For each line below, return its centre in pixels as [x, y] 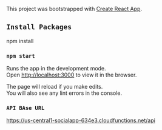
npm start [21, 56]
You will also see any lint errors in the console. [64, 93]
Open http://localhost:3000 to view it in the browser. [72, 75]
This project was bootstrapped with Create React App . [74, 9]
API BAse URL [25, 108]
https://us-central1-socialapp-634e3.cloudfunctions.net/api [81, 120]
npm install [20, 41]
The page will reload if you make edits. [55, 87]
